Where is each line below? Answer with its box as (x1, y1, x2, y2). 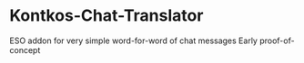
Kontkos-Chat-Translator (9, 5, 204, 26)
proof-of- (258, 35, 295, 46)
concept (9, 44, 41, 55)
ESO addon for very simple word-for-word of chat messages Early (9, 35, 258, 46)
